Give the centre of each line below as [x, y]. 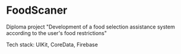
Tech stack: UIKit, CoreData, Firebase [52, 45]
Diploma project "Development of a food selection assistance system [90, 27]
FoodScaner [37, 10]
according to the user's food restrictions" [56, 33]
